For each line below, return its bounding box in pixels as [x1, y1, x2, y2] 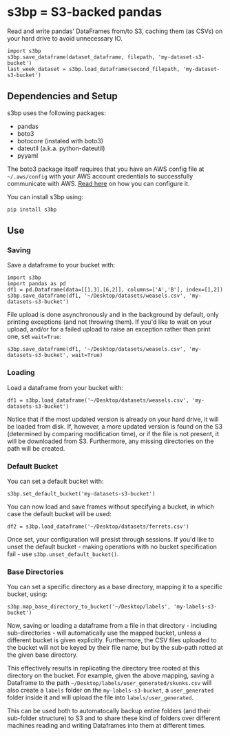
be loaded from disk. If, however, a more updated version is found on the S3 [7, 422, 222, 431]
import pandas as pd [7, 280, 67, 287]
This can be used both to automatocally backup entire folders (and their [7, 707, 211, 715]
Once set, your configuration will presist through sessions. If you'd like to [7, 535, 215, 544]
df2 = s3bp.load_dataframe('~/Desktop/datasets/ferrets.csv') [7, 523, 189, 531]
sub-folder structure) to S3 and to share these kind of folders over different [7, 714, 220, 722]
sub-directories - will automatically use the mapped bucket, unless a [7, 628, 202, 637]
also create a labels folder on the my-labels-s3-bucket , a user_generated [7, 686, 214, 695]
